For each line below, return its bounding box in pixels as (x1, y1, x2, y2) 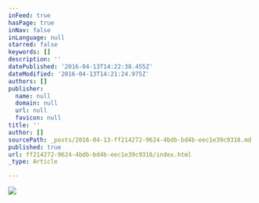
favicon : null (15, 114, 61, 122)
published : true (8, 143, 61, 151)
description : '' (8, 56, 61, 64)
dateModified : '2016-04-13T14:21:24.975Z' (8, 70, 150, 78)
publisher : (8, 84, 44, 93)
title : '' (8, 121, 41, 129)
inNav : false (8, 26, 51, 34)
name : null (15, 92, 51, 100)
